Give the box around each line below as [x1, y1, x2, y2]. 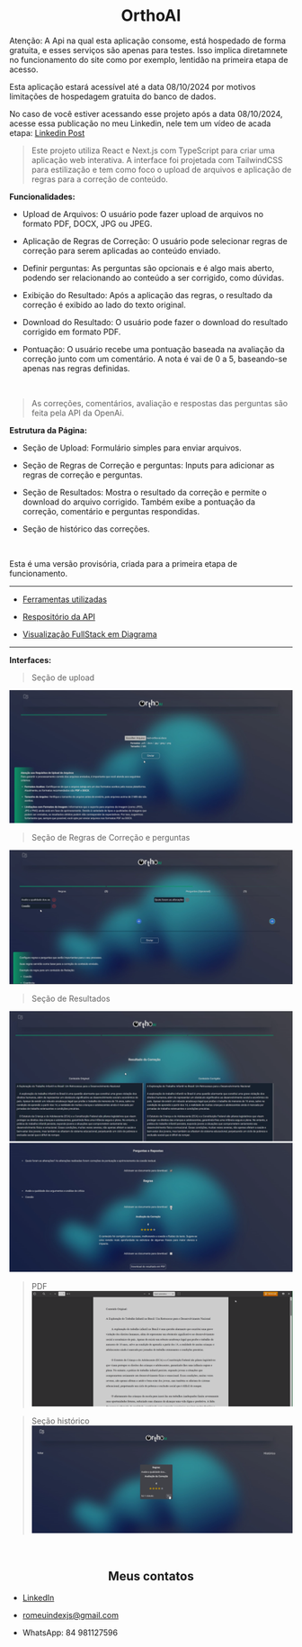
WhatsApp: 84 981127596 [22, 1627, 119, 1638]
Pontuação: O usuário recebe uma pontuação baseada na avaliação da [22, 343, 285, 354]
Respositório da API [22, 611, 96, 622]
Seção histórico [31, 1415, 90, 1426]
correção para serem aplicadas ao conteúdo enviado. [22, 245, 221, 256]
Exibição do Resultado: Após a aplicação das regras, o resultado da [22, 289, 273, 300]
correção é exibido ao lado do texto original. [22, 299, 187, 310]
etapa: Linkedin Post [9, 127, 85, 138]
